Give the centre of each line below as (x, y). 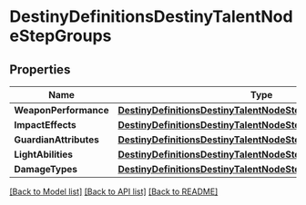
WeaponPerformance (61, 110)
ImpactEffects (46, 125)
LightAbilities (44, 154)
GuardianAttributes (57, 140)
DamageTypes (46, 169)
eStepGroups (61, 36)
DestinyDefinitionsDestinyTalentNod (151, 17)
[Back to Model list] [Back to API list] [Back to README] (114, 191)
